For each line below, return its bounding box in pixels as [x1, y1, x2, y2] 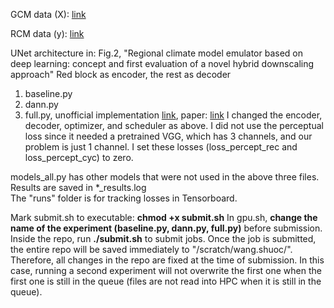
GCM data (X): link [10, 9, 87, 20]
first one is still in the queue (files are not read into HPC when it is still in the [10, 275, 322, 287]
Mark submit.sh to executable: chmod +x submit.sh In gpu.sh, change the [10, 212, 318, 223]
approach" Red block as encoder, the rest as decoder [10, 69, 232, 80]
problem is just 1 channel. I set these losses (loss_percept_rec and [24, 141, 298, 153]
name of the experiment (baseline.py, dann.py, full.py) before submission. [10, 222, 323, 234]
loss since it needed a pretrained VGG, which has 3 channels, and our [24, 130, 313, 142]
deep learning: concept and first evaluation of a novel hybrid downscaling [10, 58, 315, 69]
